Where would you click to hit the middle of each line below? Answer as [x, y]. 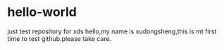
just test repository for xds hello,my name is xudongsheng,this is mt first [112, 31]
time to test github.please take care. [60, 38]
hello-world [42, 12]
